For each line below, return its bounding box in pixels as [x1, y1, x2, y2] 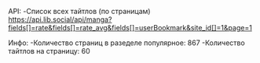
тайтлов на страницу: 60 [8, 47, 90, 55]
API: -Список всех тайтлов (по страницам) [8, 7, 151, 16]
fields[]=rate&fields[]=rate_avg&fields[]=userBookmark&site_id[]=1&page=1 [8, 23, 253, 32]
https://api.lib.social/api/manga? [8, 15, 112, 24]
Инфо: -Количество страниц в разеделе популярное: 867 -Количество [8, 38, 245, 47]
